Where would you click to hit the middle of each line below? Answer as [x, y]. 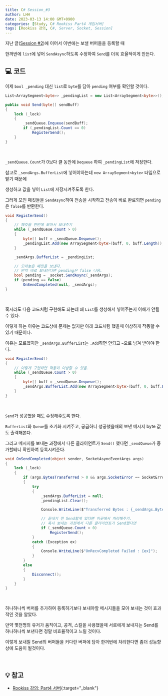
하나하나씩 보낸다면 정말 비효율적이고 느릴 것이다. [53, 631]
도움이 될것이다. [30, 648]
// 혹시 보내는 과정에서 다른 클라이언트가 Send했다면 [88, 523]
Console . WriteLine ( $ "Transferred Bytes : [84, 510]
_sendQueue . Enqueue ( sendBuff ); [56, 123]
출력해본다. [21, 432]
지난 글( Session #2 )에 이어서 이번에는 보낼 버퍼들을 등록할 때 [65, 43]
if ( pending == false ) [38, 280]
